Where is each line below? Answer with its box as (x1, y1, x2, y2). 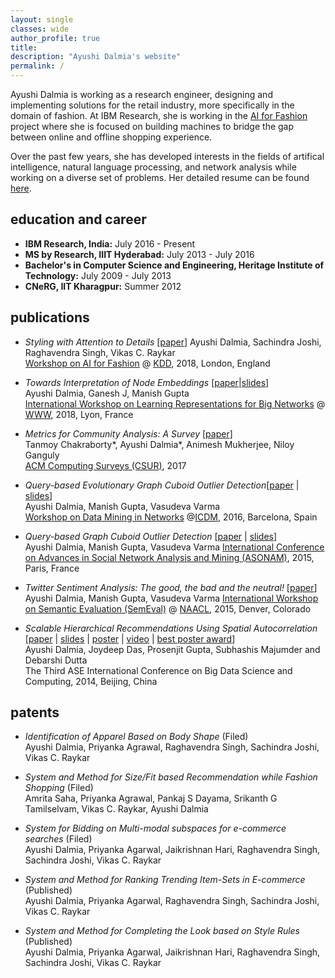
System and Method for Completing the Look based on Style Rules (24, 925, 301, 937)
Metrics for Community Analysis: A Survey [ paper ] (24, 427, 233, 440)
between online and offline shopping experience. (10, 131, 213, 143)
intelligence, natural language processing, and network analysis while (10, 161, 297, 173)
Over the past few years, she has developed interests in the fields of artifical (10, 151, 325, 162)
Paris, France (24, 562, 80, 574)
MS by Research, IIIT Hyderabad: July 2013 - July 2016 (24, 248, 255, 260)
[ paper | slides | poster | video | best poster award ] (24, 632, 236, 645)
